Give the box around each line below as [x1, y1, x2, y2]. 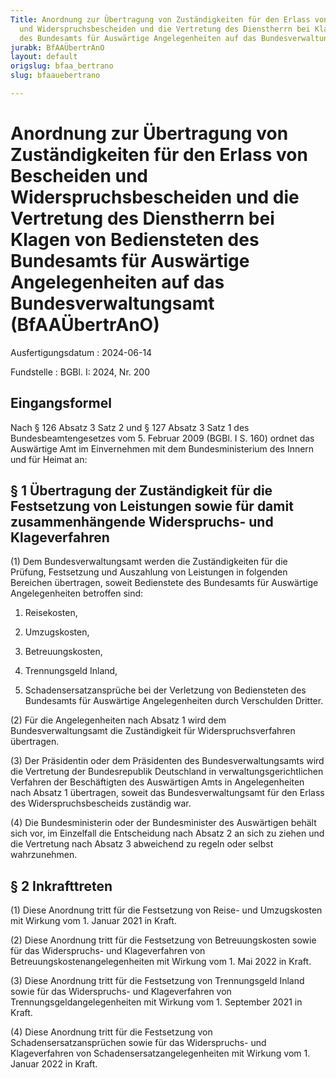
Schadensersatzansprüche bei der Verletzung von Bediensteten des [24, 684, 307, 696]
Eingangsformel [10, 395, 112, 412]
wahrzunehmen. [10, 849, 78, 861]
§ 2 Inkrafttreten [10, 877, 113, 895]
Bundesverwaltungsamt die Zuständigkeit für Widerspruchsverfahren [10, 725, 296, 737]
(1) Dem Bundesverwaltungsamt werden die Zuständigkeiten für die [10, 556, 288, 568]
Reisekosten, [24, 607, 78, 619]
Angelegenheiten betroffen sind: [10, 587, 144, 600]
